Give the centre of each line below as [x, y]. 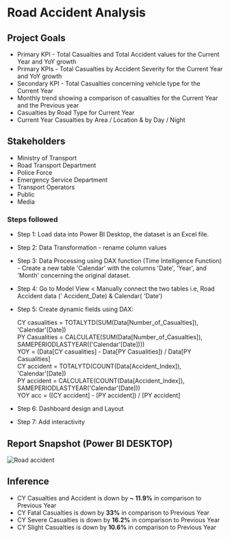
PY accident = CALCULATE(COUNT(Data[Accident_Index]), [101, 381]
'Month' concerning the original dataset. [74, 276]
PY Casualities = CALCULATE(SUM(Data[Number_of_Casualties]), [110, 337]
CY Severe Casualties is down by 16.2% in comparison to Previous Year [118, 519]
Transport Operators [46, 187]
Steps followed [33, 219]
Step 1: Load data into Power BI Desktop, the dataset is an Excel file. [113, 234]
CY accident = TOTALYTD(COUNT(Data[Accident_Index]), [99, 366]
